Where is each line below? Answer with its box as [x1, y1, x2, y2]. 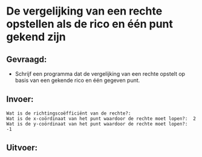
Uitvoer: [6, 142, 38, 153]
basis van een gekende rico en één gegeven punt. [15, 77, 140, 84]
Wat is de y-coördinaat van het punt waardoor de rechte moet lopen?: [6, 121, 188, 127]
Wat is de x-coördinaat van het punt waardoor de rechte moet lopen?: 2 [6, 115, 197, 122]
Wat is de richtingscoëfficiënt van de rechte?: [6, 110, 131, 116]
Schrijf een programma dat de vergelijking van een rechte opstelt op [15, 70, 186, 77]
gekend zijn [6, 30, 67, 44]
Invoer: [6, 94, 34, 104]
